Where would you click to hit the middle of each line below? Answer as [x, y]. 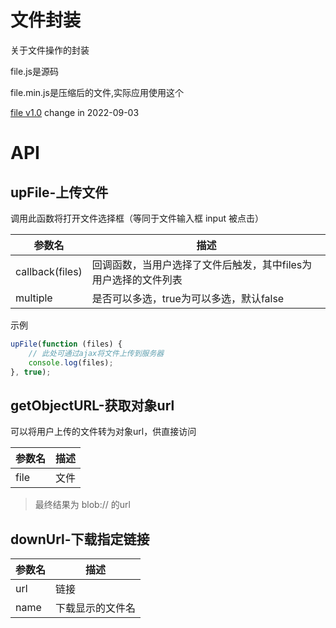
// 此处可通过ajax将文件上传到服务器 [96, 353]
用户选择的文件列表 [137, 279]
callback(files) [49, 271]
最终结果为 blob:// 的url [82, 505]
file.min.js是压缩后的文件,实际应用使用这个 [97, 92]
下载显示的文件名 [96, 608]
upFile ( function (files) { [66, 344]
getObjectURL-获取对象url [92, 405]
